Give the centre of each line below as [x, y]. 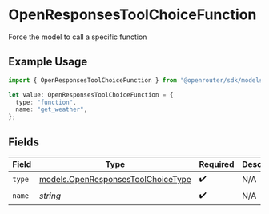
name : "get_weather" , [52, 109]
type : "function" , [46, 102]
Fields [24, 142]
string [50, 196]
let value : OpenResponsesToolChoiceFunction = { [91, 95]
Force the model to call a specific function [78, 37]
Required [217, 164]
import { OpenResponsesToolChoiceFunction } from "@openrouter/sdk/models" [137, 80]
